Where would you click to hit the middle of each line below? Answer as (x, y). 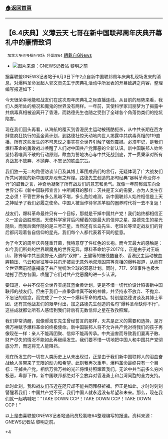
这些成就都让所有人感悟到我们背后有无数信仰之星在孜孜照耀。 (69, 310)
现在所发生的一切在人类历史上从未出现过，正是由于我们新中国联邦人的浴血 (82, 357)
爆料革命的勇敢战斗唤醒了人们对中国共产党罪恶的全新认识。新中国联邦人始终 (84, 148)
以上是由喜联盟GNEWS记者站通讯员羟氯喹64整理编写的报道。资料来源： (79, 416)
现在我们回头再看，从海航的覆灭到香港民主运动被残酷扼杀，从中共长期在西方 (84, 130)
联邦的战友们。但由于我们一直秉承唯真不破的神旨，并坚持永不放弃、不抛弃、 (84, 291)
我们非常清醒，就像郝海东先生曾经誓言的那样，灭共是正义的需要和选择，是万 (84, 321)
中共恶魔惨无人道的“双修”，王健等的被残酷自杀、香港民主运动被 (92, 256)
